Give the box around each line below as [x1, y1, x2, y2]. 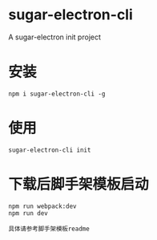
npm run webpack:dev [8, 202, 78, 210]
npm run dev [8, 209, 48, 218]
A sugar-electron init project [8, 32, 102, 42]
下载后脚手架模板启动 [8, 175, 150, 193]
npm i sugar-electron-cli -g [8, 90, 106, 98]
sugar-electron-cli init [8, 146, 91, 154]
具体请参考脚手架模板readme [8, 225, 90, 233]
